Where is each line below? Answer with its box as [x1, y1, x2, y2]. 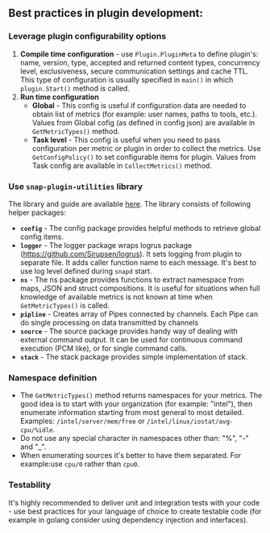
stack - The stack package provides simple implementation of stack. [19, 351, 248, 362]
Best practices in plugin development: [8, 6, 203, 20]
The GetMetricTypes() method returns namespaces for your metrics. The [19, 391, 263, 401]
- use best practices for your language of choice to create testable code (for [8, 506, 262, 516]
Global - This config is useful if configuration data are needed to [31, 100, 247, 110]
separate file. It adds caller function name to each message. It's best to [19, 258, 256, 267]
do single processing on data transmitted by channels [19, 317, 199, 327]
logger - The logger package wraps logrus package [19, 240, 193, 250]
